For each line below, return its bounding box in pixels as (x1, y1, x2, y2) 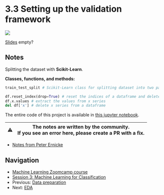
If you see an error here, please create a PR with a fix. (17, 130, 145, 136)
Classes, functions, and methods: (5, 76, 75, 82)
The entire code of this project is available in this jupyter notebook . (5, 112, 140, 118)
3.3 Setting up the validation (5, 3, 122, 15)
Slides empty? (5, 39, 34, 45)
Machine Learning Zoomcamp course (12, 169, 88, 175)
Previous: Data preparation (12, 179, 66, 185)
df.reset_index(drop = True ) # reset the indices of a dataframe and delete (5, 94, 161, 99)
